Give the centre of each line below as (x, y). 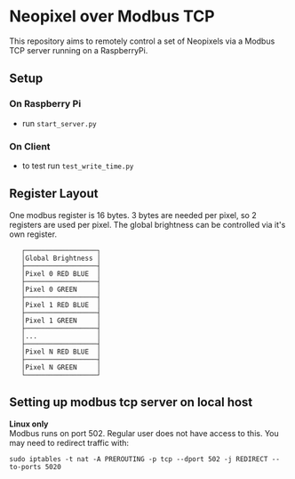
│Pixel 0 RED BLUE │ (61, 273)
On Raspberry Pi (45, 104)
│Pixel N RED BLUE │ (61, 352)
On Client (30, 146)
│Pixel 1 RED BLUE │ (61, 304)
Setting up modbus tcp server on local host (131, 402)
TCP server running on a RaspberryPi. (79, 50)
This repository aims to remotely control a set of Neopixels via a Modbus (142, 41)
